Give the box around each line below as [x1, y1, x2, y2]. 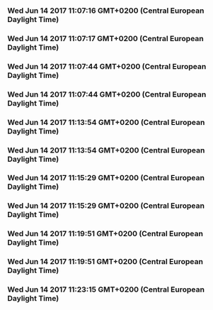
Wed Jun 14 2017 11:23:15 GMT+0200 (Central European [7, 284, 205, 294]
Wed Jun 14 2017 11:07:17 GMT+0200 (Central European [7, 33, 204, 43]
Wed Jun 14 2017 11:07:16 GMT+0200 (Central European [7, 6, 205, 16]
